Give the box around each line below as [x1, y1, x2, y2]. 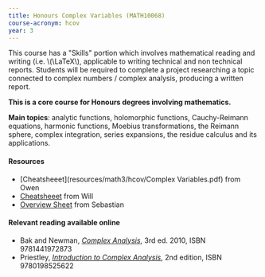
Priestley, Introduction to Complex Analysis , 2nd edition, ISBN [19, 252, 223, 262]
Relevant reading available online [8, 218, 121, 228]
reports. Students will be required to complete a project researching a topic [8, 65, 255, 75]
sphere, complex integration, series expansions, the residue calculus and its [8, 130, 257, 139]
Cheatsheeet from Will [19, 191, 94, 201]
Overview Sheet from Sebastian [19, 200, 125, 209]
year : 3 [8, 26, 34, 34]
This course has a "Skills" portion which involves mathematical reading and [8, 49, 255, 58]
